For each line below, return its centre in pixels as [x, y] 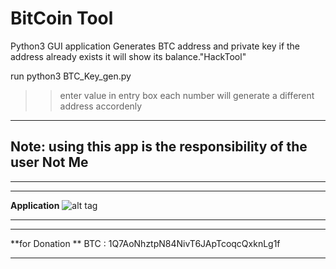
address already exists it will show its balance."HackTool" [128, 56]
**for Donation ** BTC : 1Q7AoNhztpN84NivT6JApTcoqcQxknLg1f [145, 243]
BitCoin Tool [62, 18]
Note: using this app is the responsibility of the [159, 147]
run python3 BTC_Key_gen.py [71, 76]
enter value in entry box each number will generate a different [187, 95]
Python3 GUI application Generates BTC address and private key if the [155, 46]
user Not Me [49, 162]
